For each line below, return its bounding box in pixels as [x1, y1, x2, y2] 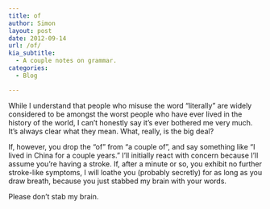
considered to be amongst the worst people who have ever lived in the [8, 109, 243, 119]
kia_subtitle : [8, 49, 56, 57]
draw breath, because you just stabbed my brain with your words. [8, 176, 227, 186]
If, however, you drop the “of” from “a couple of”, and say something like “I [8, 141, 255, 151]
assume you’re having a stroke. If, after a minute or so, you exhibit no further [8, 158, 263, 169]
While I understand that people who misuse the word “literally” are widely [8, 100, 252, 110]
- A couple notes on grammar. [15, 57, 117, 65]
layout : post [8, 27, 52, 35]
